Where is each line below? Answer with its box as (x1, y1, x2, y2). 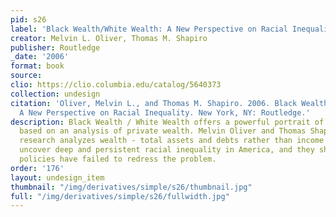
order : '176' (10, 163, 65, 173)
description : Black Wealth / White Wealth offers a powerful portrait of (10, 117, 325, 127)
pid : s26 (10, 14, 47, 25)
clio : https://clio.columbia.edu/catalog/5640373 (10, 80, 222, 90)
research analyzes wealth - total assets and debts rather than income (19, 136, 325, 146)
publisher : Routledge (10, 42, 101, 53)
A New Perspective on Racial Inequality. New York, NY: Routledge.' (19, 107, 311, 118)
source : (10, 71, 43, 81)
